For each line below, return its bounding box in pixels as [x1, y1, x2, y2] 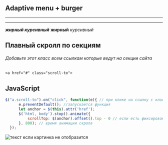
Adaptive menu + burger [5, 4, 83, 12]
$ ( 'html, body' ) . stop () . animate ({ [18, 111, 91, 116]
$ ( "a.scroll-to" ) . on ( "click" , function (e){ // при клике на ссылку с [5, 97, 153, 102]
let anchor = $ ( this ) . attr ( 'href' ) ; [18, 106, 95, 111]
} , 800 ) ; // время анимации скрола [18, 120, 93, 125]
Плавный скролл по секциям [5, 41, 101, 49]
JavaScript [5, 84, 40, 92]
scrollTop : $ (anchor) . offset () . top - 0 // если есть [27, 116, 140, 121]
